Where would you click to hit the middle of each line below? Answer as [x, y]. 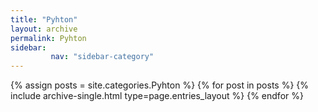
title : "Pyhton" [44, 19]
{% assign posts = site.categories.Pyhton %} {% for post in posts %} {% [160, 85]
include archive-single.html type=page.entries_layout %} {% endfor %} [157, 96]
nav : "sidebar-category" [102, 57]
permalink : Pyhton [48, 38]
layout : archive [44, 29]
